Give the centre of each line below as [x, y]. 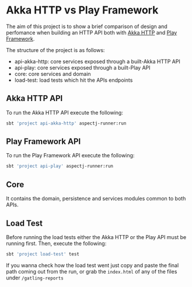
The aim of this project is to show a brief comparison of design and [87, 26]
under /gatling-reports [35, 278]
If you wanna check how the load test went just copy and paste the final [92, 265]
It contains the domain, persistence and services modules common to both [96, 199]
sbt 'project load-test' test [43, 254]
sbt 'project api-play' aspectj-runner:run [60, 166]
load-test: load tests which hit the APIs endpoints [74, 80]
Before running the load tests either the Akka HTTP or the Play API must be [96, 237]
